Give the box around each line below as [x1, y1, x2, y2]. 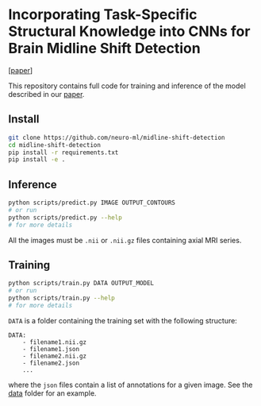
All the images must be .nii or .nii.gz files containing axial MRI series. [8, 235, 242, 245]
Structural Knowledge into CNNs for [8, 22, 251, 41]
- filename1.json [22, 345, 80, 353]
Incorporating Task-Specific [8, 6, 198, 24]
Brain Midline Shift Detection [8, 40, 201, 57]
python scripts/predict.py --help [8, 213, 123, 222]
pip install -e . [8, 156, 66, 164]
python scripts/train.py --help [8, 294, 115, 303]
